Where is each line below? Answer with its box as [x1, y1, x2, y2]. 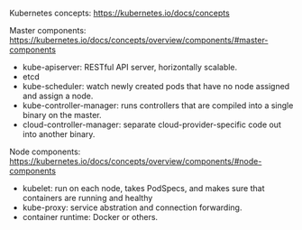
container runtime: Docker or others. [22, 212, 159, 222]
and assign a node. [22, 90, 94, 101]
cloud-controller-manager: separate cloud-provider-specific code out [22, 119, 281, 130]
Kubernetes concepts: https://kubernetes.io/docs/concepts [9, 8, 230, 18]
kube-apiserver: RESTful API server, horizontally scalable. [22, 62, 238, 72]
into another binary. [22, 129, 96, 139]
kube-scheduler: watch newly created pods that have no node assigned [22, 81, 290, 91]
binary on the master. [22, 110, 102, 120]
